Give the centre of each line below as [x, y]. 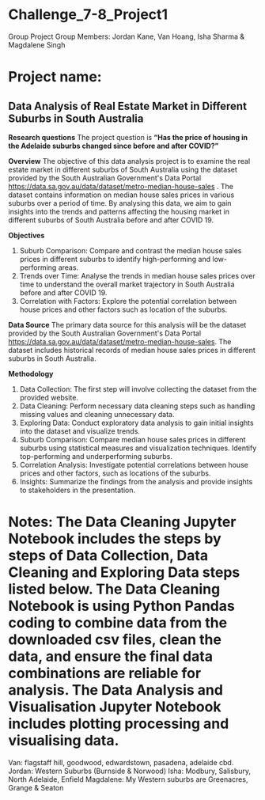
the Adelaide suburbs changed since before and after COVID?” [114, 146]
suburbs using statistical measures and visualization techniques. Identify [138, 448]
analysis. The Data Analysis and [116, 690]
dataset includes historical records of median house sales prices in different [132, 350]
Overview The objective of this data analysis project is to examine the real [129, 161]
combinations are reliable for [105, 673]
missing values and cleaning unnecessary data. [97, 414]
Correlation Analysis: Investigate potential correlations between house [134, 464]
